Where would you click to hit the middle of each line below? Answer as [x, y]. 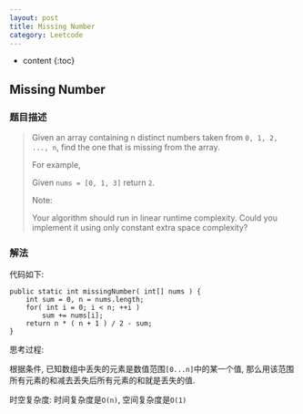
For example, [56, 165]
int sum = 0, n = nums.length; [85, 300]
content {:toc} [49, 61]
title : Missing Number [52, 26]
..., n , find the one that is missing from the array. [126, 148]
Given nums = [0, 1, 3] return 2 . [93, 182]
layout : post [34, 18]
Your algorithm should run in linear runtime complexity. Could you [155, 218]
